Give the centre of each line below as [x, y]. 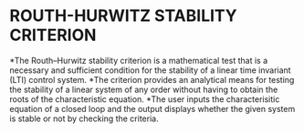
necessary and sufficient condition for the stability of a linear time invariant [150, 70]
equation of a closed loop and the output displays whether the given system [152, 108]
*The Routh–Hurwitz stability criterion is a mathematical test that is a [138, 60]
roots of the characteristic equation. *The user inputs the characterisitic [145, 99]
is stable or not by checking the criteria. [84, 118]
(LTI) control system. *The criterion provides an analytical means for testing [152, 79]
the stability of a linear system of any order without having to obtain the [144, 89]
